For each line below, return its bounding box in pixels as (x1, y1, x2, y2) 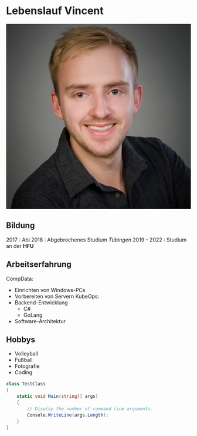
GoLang (23, 311, 43, 318)
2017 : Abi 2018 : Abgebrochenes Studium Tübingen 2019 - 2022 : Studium (6, 236, 187, 243)
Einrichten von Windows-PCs (14, 286, 86, 293)
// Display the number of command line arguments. (27, 405, 154, 412)
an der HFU (6, 242, 34, 249)
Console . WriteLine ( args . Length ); (27, 412, 109, 418)
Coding (14, 369, 33, 376)
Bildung (6, 220, 35, 230)
